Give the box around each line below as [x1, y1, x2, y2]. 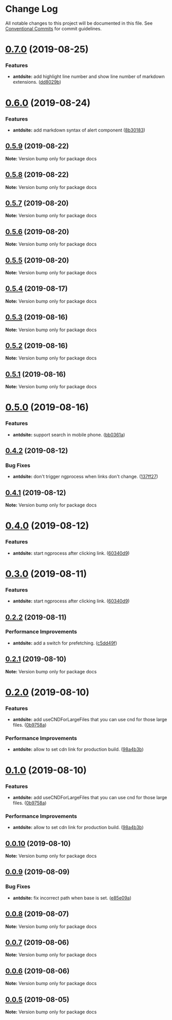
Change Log [5, 3, 58, 15]
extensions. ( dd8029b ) [12, 79, 62, 85]
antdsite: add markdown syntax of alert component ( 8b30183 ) [12, 127, 145, 133]
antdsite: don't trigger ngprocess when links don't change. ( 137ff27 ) [12, 474, 158, 480]
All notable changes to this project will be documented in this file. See [5, 20, 153, 26]
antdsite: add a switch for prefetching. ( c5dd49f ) [12, 640, 118, 646]
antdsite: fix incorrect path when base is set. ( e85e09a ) [12, 895, 132, 901]
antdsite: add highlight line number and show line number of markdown [12, 73, 165, 80]
